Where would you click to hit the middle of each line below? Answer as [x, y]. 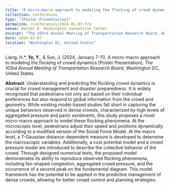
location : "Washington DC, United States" [51, 43]
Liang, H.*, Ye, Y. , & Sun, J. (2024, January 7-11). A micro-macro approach [83, 57]
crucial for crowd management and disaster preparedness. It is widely [78, 88]
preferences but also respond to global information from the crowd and [79, 99]
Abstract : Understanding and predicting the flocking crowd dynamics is [80, 83]
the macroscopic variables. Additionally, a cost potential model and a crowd [84, 142]
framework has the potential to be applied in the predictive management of [83, 174]
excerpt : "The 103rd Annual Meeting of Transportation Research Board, [82, 33]
